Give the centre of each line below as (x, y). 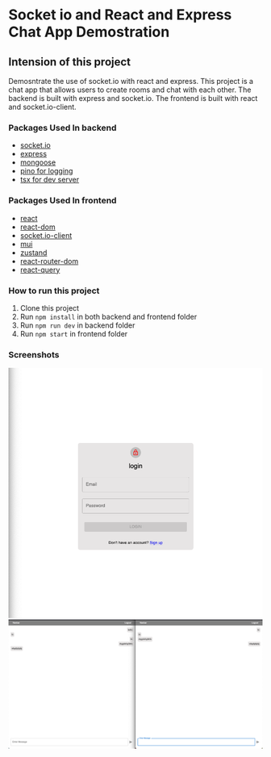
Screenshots (34, 354)
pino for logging (46, 171)
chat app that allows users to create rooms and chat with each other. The (130, 90)
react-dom (38, 227)
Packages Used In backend (63, 128)
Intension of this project (70, 62)
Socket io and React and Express (120, 15)
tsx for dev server (49, 180)
